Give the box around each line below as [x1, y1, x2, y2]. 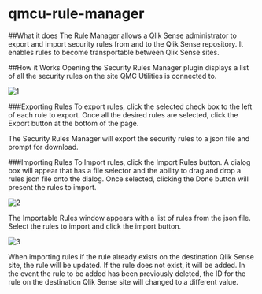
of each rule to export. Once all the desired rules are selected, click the [8, 110, 238, 119]
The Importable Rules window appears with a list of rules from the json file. [8, 213, 252, 222]
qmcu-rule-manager [8, 5, 145, 23]
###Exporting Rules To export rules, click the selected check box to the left [8, 102, 253, 111]
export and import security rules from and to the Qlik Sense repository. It [8, 39, 244, 48]
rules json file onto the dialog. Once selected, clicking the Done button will [8, 174, 249, 184]
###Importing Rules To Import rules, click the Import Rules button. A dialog [8, 157, 251, 166]
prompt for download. [8, 142, 79, 151]
